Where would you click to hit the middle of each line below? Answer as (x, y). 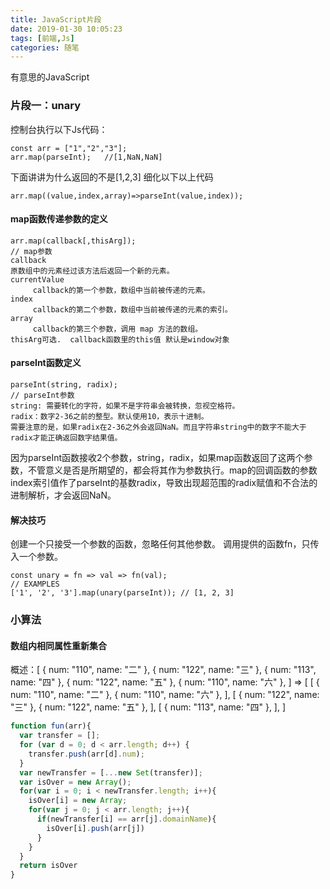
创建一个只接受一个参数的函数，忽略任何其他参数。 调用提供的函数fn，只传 (165, 544)
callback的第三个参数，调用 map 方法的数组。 (117, 329)
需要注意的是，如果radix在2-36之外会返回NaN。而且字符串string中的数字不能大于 (158, 427)
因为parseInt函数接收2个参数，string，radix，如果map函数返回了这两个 (157, 457)
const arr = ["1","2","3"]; (69, 148)
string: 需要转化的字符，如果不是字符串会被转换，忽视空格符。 (125, 406)
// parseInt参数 (42, 395)
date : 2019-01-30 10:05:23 (66, 29)
